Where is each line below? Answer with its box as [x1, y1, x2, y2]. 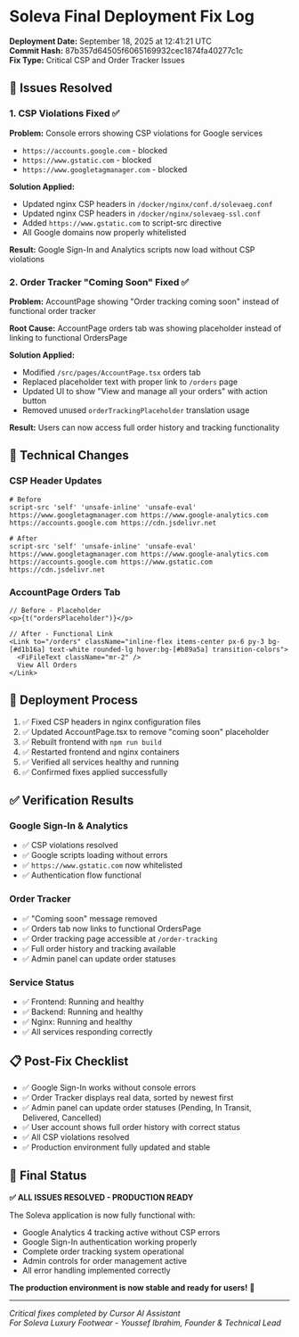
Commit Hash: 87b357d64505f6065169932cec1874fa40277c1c [9, 45, 244, 55]
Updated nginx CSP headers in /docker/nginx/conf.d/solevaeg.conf [21, 198, 273, 209]
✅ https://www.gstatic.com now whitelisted [21, 860, 183, 871]
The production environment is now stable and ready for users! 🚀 [9, 1282, 255, 1292]
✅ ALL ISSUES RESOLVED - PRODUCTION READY [9, 1192, 194, 1202]
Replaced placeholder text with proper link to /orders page [21, 376, 238, 387]
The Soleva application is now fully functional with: [9, 1209, 196, 1220]
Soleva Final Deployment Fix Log [9, 6, 255, 27]
